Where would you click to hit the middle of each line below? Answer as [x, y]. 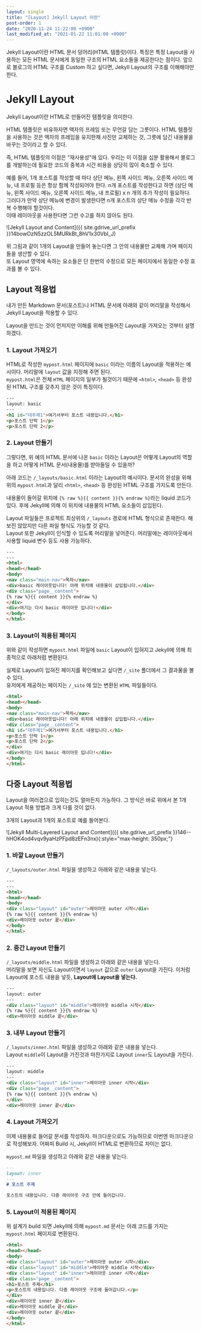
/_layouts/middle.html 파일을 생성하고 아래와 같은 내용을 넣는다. [83, 962]
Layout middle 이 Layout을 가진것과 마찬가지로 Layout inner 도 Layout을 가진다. [100, 1055]
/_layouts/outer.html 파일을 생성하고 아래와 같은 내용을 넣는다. [82, 869]
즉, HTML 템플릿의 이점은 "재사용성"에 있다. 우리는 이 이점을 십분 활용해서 [93, 158]
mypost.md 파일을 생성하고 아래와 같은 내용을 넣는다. [67, 1156]
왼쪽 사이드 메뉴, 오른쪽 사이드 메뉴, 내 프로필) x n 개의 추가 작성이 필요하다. [102, 193]
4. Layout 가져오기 [32, 1122]
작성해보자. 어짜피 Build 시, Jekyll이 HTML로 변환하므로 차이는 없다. [92, 1144]
